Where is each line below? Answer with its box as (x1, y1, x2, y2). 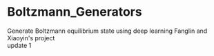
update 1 (7, 41, 32, 49)
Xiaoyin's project (7, 33, 55, 42)
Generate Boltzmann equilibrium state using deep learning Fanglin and (7, 27, 208, 35)
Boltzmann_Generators (7, 4, 143, 20)
